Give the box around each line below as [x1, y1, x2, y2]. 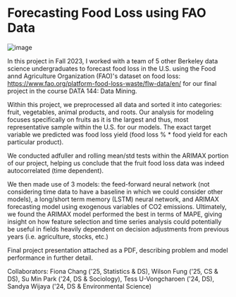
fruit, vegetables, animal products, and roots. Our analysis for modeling [7, 108, 214, 116]
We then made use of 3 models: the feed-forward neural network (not [7, 179, 210, 188]
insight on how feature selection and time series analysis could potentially [7, 217, 222, 226]
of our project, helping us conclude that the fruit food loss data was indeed [7, 158, 225, 167]
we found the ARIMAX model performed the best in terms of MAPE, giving [7, 210, 223, 218]
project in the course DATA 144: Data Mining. [7, 87, 137, 95]
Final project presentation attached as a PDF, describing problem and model [7, 246, 228, 254]
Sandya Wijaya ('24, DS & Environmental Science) [7, 282, 152, 290]
